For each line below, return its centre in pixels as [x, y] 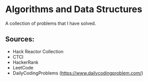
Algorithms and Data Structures [74, 9]
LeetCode [23, 67]
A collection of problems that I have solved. [51, 23]
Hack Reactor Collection [38, 51]
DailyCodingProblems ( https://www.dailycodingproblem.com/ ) [78, 73]
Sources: [20, 39]
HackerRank [25, 62]
